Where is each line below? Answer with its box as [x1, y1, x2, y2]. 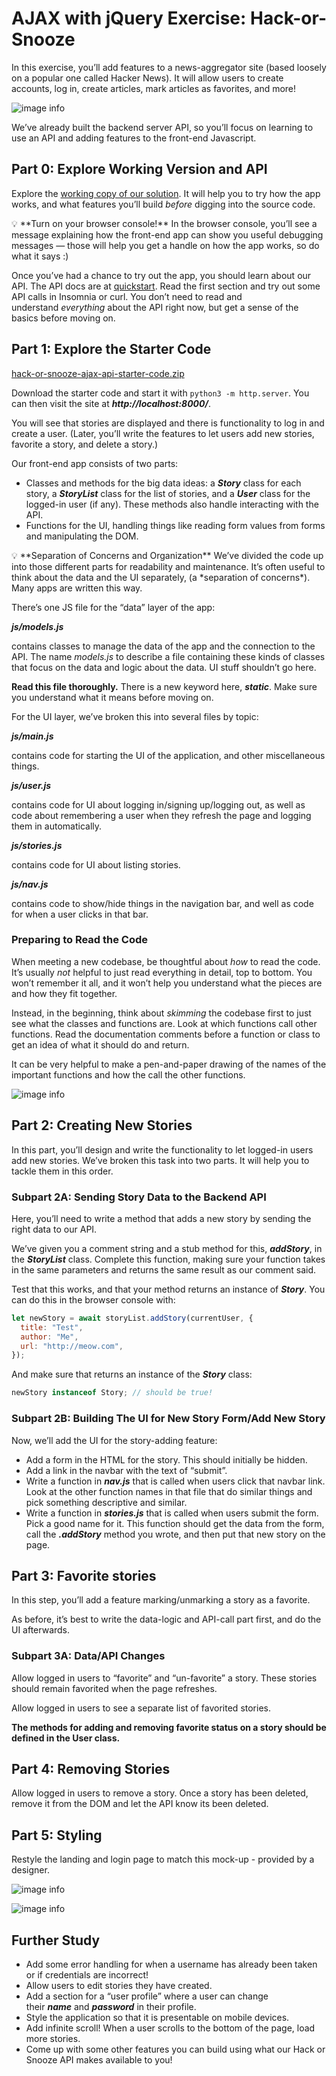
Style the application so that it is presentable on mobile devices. [25, 2012, 290, 2024]
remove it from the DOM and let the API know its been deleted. [11, 1798, 269, 1810]
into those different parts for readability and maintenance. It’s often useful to [11, 560, 326, 572]
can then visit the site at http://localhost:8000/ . [11, 397, 211, 409]
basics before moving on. [11, 312, 116, 324]
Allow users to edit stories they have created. [25, 1980, 213, 1992]
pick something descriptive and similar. [25, 1496, 188, 1508]
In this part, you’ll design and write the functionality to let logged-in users [11, 1143, 314, 1156]
